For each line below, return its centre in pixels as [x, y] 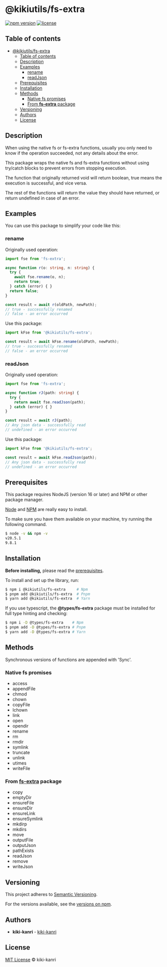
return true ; [28, 282]
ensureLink [24, 813]
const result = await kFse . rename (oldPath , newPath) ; [62, 342]
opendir [20, 726]
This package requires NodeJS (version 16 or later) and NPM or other [76, 494]
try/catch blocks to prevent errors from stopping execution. [66, 168]
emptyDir [22, 797]
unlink [19, 758]
